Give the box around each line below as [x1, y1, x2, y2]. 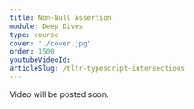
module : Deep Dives [9, 22, 84, 31]
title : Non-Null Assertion [9, 13, 112, 23]
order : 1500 [9, 47, 55, 56]
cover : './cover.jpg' [9, 38, 92, 48]
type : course [9, 30, 59, 39]
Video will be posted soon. [9, 88, 109, 100]
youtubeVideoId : [9, 55, 71, 64]
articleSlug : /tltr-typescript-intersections [9, 64, 185, 74]
